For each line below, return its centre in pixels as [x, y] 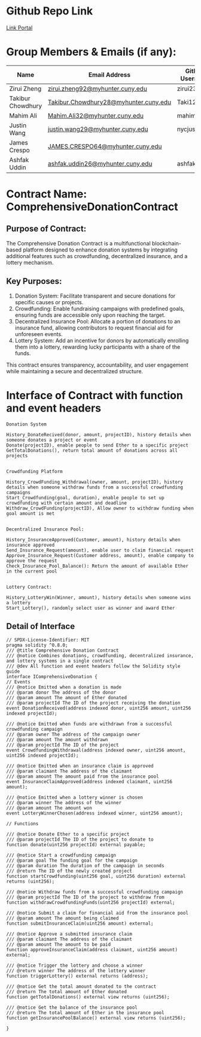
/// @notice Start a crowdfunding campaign [61, 855]
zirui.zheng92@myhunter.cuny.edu [98, 88]
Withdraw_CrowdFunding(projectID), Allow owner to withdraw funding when [100, 508]
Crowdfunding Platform [34, 471]
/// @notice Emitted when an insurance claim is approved [80, 766]
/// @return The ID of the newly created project [69, 871]
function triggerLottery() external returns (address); [77, 976]
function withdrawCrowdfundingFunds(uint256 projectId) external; [91, 903]
